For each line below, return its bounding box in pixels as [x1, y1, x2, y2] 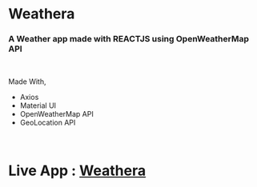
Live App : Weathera [8, 161, 147, 180]
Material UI [19, 101, 57, 110]
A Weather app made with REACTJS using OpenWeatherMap [8, 34, 250, 45]
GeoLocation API [19, 117, 76, 128]
